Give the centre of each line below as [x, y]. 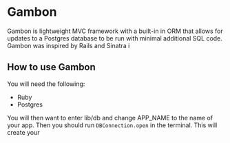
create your [23, 132]
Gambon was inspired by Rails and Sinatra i [69, 45]
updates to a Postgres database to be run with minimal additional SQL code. [115, 38]
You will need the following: [46, 84]
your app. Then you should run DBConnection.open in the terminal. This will [112, 125]
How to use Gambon [52, 67]
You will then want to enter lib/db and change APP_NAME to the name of [110, 118]
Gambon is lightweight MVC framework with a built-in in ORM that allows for [115, 31]
